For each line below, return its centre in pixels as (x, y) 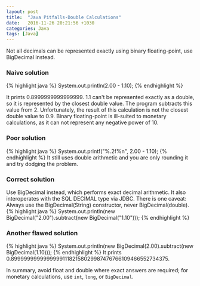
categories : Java (28, 28)
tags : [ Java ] (22, 34)
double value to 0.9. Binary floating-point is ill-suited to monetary (86, 116)
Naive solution (27, 73)
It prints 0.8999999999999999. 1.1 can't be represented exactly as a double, (100, 97)
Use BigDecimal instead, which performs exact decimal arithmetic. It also (96, 192)
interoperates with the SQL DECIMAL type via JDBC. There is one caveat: (96, 199)
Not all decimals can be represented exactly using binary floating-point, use (99, 51)
